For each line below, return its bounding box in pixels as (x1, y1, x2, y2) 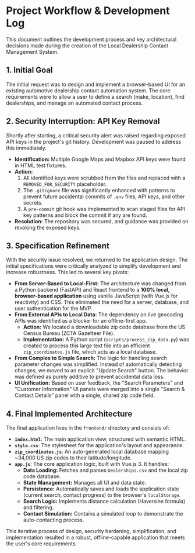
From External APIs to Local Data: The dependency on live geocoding (14, 311, 183, 318)
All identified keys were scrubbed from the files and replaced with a (23, 174, 186, 181)
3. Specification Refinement (6, 241, 109, 251)
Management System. (6, 48, 59, 55)
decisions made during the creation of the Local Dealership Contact (6, 42, 169, 49)
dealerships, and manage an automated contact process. (6, 99, 143, 106)
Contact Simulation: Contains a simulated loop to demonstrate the (23, 510, 183, 517)
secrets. (23, 199, 43, 206)
